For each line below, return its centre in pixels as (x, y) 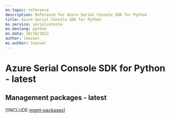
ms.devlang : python (26, 29)
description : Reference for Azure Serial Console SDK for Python (76, 15)
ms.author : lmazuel (26, 43)
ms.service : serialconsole (34, 24)
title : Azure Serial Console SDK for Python (53, 19)
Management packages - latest (56, 98)
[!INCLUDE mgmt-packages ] (35, 110)
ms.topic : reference (27, 10)
